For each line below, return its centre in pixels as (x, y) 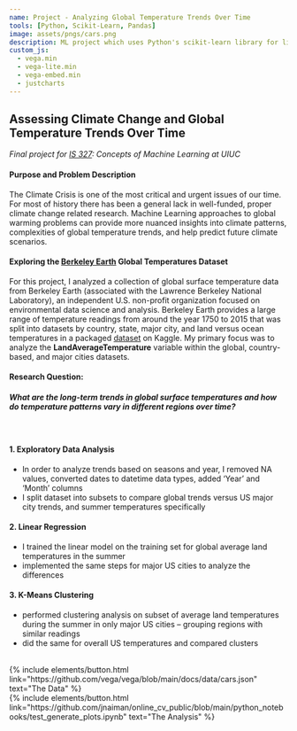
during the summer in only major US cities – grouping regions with (142, 625)
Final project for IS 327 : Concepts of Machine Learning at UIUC (125, 154)
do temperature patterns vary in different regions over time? (122, 407)
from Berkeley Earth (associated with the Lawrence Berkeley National (136, 291)
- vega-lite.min (47, 67)
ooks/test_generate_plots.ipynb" (68, 717)
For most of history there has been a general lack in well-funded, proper (141, 204)
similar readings (51, 634)
